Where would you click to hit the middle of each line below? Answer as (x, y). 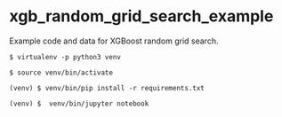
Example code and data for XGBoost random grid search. (114, 41)
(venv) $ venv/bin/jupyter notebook (79, 104)
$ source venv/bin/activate (61, 73)
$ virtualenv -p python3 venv (65, 57)
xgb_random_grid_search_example (141, 16)
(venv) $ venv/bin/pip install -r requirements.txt (107, 88)
